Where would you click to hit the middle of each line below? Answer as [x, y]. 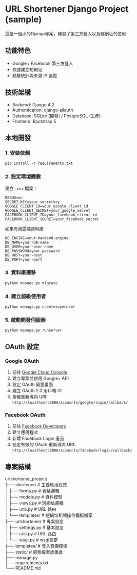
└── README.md [23, 568]
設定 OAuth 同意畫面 [32, 385]
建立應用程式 [25, 432]
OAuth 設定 [22, 347]
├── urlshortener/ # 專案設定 [35, 522]
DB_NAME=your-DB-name [27, 242]
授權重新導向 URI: [30, 397]
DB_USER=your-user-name [29, 247]
